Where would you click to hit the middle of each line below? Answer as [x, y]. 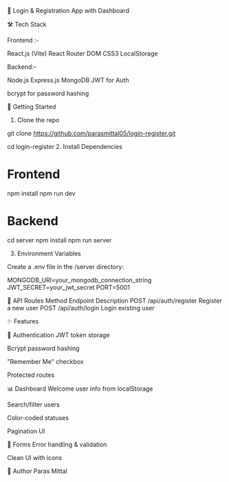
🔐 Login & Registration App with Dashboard [68, 11]
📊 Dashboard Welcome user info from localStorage [80, 389]
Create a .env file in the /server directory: [65, 266]
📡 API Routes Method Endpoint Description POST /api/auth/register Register [115, 300]
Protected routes [31, 375]
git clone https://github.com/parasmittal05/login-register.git [91, 133]
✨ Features [23, 321]
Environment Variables [49, 253]
